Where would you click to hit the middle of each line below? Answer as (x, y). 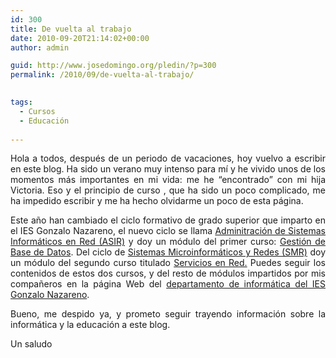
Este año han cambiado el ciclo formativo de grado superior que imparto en (168, 220)
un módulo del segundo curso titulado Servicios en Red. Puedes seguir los (168, 263)
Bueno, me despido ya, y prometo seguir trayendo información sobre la (168, 314)
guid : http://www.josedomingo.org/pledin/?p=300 (113, 66)
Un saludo (31, 344)
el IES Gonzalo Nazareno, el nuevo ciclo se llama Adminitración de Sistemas (168, 231)
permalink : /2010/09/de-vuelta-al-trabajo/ (102, 75)
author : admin (40, 47)
